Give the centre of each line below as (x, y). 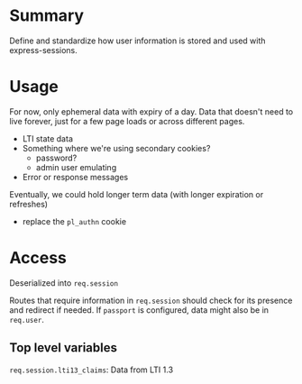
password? (56, 158)
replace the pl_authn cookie (74, 221)
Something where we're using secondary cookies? (116, 148)
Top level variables (63, 348)
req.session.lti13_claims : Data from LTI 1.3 (92, 370)
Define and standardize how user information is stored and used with (137, 41)
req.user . (27, 319)
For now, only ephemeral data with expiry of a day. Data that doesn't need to (151, 111)
